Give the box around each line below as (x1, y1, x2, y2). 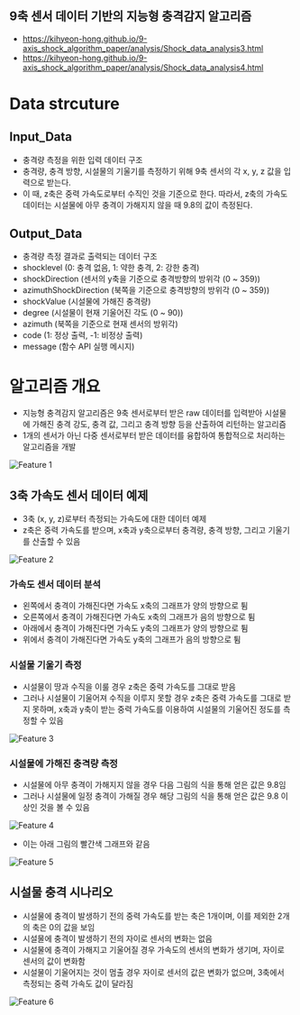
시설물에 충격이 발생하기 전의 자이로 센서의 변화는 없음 (22, 933, 214, 944)
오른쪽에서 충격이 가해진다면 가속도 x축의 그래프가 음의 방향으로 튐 (22, 611, 256, 623)
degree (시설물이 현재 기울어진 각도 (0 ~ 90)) (22, 307, 184, 318)
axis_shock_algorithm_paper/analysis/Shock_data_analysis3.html (22, 42, 264, 53)
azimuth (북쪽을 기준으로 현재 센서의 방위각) (22, 318, 178, 330)
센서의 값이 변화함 (22, 956, 86, 966)
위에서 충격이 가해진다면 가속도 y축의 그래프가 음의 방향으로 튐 (22, 634, 241, 645)
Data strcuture (9, 93, 120, 114)
